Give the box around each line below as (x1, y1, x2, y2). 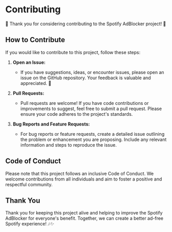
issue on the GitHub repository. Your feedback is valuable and (20, 75, 151, 81)
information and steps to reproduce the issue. (20, 141, 117, 148)
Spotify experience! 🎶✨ (5, 221, 55, 227)
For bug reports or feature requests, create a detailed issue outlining (20, 131, 165, 137)
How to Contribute (5, 35, 66, 44)
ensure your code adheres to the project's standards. (20, 111, 133, 117)
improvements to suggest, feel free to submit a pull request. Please (20, 105, 162, 112)
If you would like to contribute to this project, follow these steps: (5, 49, 141, 55)
